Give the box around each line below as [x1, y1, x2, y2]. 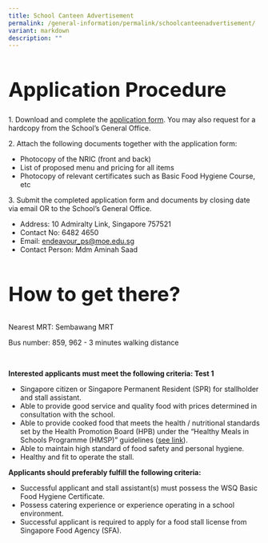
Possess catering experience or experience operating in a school [19, 501, 234, 510]
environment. [19, 509, 64, 518]
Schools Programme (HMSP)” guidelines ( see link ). [19, 435, 188, 445]
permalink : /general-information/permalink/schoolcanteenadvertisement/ [8, 19, 256, 27]
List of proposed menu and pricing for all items [19, 163, 174, 173]
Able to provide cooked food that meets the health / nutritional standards [19, 418, 260, 428]
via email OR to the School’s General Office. [8, 204, 152, 214]
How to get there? [8, 281, 181, 307]
